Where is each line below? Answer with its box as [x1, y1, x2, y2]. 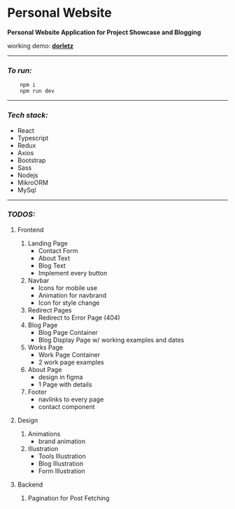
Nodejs [17, 171, 38, 179]
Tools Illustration [38, 452, 86, 460]
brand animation [38, 437, 86, 445]
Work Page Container [38, 350, 100, 359]
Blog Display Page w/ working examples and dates [38, 336, 185, 344]
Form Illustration [38, 466, 85, 475]
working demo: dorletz [7, 41, 73, 50]
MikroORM [17, 178, 49, 187]
